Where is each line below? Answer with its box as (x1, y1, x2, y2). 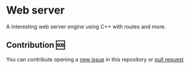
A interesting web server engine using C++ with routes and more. (6, 23, 166, 30)
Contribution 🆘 (6, 40, 65, 50)
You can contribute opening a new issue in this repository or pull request (6, 55, 184, 63)
